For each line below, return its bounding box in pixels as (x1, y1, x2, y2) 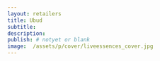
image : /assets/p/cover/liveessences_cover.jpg (7, 43, 154, 50)
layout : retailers (7, 10, 62, 18)
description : (7, 29, 46, 37)
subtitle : (7, 23, 37, 30)
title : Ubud (7, 17, 42, 24)
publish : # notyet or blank (7, 36, 91, 43)
